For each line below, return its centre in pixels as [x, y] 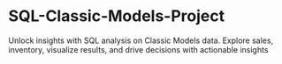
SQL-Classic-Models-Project [117, 16]
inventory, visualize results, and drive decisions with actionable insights [138, 49]
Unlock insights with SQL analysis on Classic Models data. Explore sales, [141, 40]
